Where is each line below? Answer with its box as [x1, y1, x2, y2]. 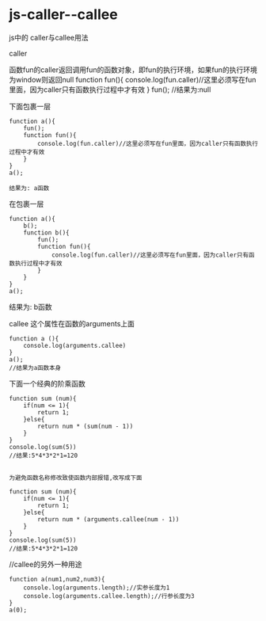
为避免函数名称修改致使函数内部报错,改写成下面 [9, 474, 142, 482]
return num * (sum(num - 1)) [37, 422, 134, 430]
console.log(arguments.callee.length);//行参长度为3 [23, 592, 195, 600]
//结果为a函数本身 [9, 364, 62, 371]
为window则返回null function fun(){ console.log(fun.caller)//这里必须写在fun [9, 74, 256, 84]
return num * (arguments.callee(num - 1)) [37, 515, 180, 524]
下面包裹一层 [9, 101, 51, 111]
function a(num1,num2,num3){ [9, 575, 105, 583]
